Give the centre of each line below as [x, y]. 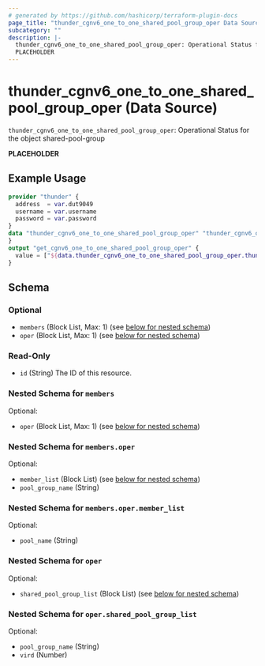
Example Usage [47, 179]
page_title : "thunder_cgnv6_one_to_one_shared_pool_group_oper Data [123, 23]
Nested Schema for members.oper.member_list [97, 508]
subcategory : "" [35, 30]
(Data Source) [172, 108]
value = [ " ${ [37, 255]
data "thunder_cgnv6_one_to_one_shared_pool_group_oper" [104, 234]
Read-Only [30, 356]
